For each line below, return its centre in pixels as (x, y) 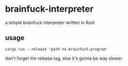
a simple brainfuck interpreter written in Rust (50, 22)
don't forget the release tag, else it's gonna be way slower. (64, 58)
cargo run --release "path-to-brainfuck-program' (57, 49)
